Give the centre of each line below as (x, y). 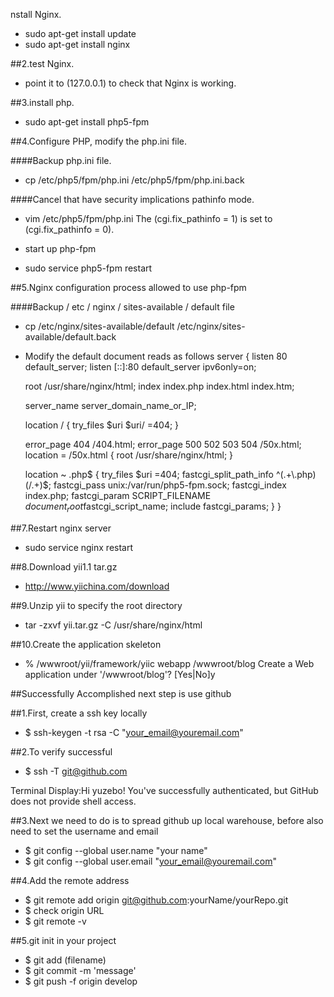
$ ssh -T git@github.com (76, 771)
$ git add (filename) (65, 960)
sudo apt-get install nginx (77, 44)
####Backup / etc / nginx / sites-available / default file (122, 307)
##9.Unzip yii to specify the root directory (96, 605)
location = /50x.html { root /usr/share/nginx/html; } (129, 455)
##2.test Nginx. (42, 63)
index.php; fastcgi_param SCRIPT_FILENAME (118, 495)
